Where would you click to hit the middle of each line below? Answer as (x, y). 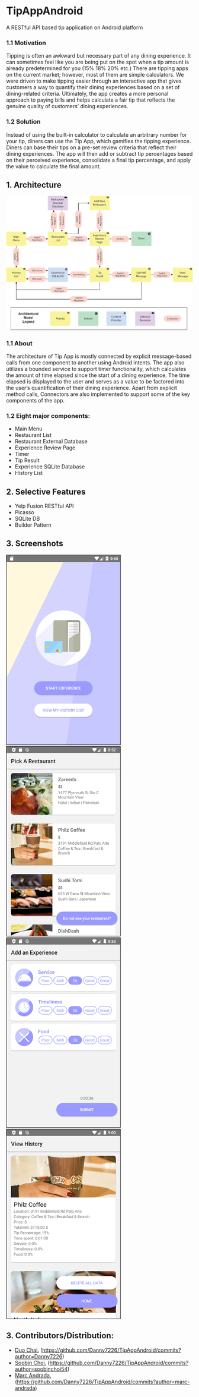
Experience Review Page (45, 448)
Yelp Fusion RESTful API (44, 506)
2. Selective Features (46, 492)
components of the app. (36, 400)
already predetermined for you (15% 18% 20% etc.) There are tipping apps (97, 68)
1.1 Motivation (26, 43)
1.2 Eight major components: (48, 416)
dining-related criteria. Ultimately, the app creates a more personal (87, 94)
